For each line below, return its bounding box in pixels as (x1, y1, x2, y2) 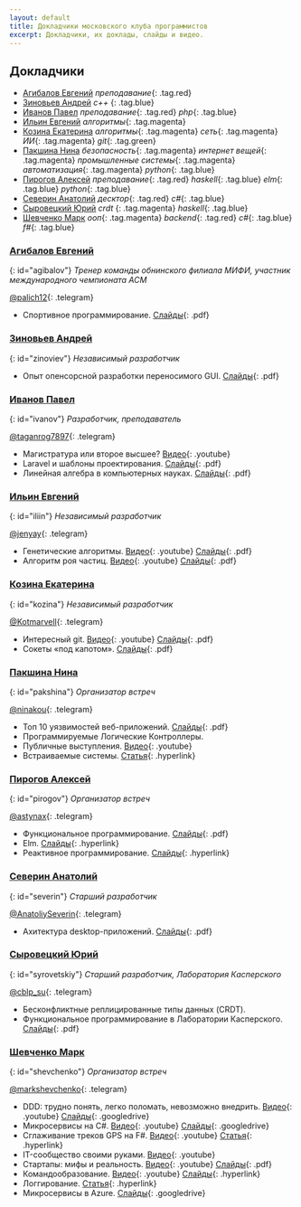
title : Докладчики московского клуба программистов (9, 22, 208, 31)
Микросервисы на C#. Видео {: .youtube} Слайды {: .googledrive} (22, 1120, 269, 1131)
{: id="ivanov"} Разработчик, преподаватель (9, 413, 182, 425)
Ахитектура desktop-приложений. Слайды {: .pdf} (22, 926, 212, 937)
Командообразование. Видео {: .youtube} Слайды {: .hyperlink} (22, 1168, 261, 1180)
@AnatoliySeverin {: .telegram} (9, 908, 122, 919)
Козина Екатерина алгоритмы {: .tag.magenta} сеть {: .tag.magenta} (22, 126, 278, 137)
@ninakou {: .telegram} (9, 703, 93, 714)
